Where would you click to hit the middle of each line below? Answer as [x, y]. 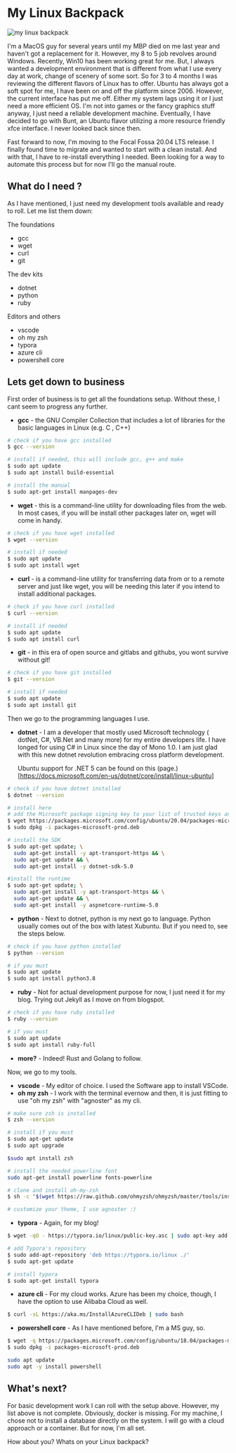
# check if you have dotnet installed [64, 788]
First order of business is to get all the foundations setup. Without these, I [113, 399]
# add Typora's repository [47, 1249]
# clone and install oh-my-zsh [53, 1190]
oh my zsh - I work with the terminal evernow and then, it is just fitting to [123, 1093]
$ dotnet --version [36, 795]
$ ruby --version [33, 1019]
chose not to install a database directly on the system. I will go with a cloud [116, 1420]
